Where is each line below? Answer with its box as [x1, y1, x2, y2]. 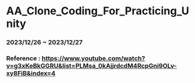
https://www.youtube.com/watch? [41, 54, 145, 63]
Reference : [6, 54, 41, 63]
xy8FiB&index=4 [6, 69, 56, 78]
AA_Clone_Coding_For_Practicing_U [6, 4, 190, 18]
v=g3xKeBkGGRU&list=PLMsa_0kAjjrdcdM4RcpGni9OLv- [6, 62, 177, 70]
